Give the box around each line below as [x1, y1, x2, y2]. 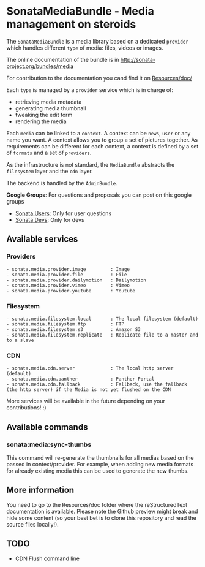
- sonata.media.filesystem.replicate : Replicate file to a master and [6, 332, 199, 338]
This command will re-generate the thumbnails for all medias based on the [6, 454, 194, 461]
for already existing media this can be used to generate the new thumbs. [6, 467, 189, 474]
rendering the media [15, 118, 67, 125]
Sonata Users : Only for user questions [15, 210, 112, 217]
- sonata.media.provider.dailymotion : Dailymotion [6, 277, 147, 283]
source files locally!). [6, 520, 59, 528]
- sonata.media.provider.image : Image [6, 266, 130, 272]
